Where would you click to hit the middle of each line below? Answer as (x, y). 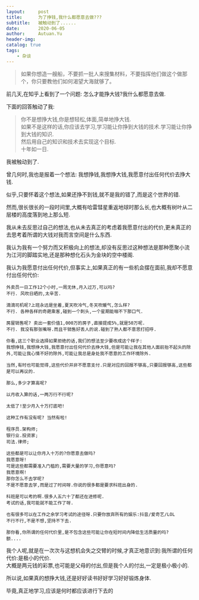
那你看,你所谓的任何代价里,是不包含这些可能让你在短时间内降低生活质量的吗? (88, 532)
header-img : (21, 39)
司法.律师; (18, 442)
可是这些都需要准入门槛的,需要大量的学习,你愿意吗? (61, 466)
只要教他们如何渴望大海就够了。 (75, 81)
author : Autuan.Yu (34, 34)
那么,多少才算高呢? (27, 383)
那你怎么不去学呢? (25, 478)
